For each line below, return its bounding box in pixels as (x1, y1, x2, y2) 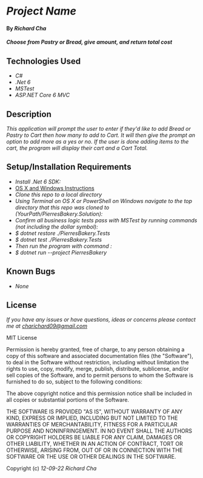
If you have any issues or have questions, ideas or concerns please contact (6, 316, 196, 324)
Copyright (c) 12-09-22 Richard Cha (6, 465, 97, 472)
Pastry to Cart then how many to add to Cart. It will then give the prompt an (6, 131, 196, 139)
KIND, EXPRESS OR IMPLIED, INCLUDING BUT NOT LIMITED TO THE (6, 414, 178, 422)
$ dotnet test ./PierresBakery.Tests (15, 236, 102, 243)
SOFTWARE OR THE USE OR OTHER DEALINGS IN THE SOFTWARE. (6, 453, 176, 460)
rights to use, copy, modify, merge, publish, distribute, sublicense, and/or (6, 365, 189, 373)
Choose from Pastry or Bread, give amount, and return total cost (6, 38, 173, 46)
